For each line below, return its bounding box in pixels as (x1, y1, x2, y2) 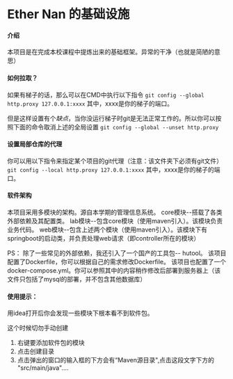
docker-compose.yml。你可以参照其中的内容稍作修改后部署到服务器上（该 (7, 266, 221, 275)
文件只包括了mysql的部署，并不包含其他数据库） (7, 275, 147, 283)
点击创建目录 (17, 347, 54, 355)
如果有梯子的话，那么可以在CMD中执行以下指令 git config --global (7, 90, 204, 99)
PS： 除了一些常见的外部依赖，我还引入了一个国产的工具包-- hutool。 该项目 (7, 249, 227, 257)
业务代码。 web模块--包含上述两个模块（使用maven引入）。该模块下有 (7, 225, 207, 234)
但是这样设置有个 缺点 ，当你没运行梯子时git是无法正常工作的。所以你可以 (7, 114, 216, 122)
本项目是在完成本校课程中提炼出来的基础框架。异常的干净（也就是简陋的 (7, 48, 214, 56)
